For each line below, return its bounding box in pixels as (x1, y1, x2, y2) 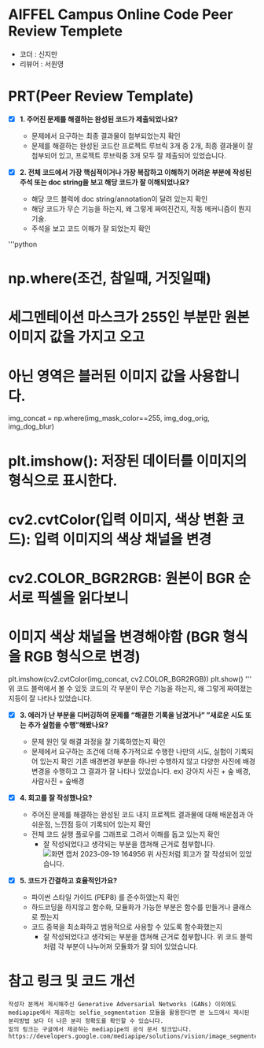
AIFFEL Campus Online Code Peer (8, 6, 233, 24)
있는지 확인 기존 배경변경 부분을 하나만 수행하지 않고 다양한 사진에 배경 (39, 756, 256, 766)
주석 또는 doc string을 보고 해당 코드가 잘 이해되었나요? (19, 177, 190, 187)
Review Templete (8, 22, 123, 40)
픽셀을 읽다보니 (36, 589, 130, 607)
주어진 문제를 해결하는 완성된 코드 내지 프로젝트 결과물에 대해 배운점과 (31, 809, 246, 819)
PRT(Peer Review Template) (8, 87, 194, 106)
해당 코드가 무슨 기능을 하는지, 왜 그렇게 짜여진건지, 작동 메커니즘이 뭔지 (31, 204, 251, 214)
